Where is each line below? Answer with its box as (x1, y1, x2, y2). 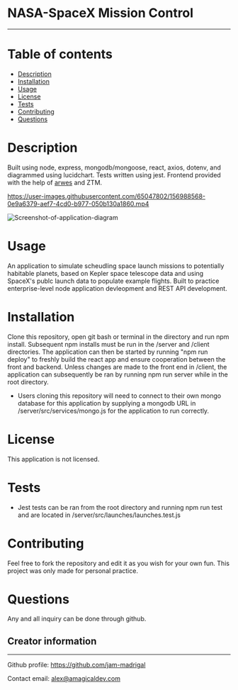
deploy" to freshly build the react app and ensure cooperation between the (7, 355, 226, 363)
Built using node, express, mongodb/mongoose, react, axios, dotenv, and (7, 163, 222, 172)
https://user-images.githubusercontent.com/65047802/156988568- (7, 191, 206, 200)
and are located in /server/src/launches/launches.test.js (17, 511, 181, 519)
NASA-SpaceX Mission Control (7, 5, 193, 21)
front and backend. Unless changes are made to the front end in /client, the (7, 362, 227, 371)
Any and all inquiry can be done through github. (7, 615, 147, 623)
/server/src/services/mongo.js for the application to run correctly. (17, 406, 210, 415)
